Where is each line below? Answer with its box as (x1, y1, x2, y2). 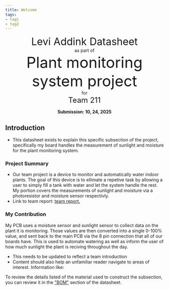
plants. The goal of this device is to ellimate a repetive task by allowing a (12, 177, 163, 183)
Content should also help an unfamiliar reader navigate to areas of (12, 259, 150, 265)
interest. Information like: (12, 264, 64, 270)
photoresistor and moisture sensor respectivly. (12, 193, 110, 199)
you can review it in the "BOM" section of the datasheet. (5, 279, 122, 285)
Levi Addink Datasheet (31, 35, 138, 48)
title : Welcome (5, 7, 37, 13)
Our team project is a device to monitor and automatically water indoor (12, 172, 159, 178)
